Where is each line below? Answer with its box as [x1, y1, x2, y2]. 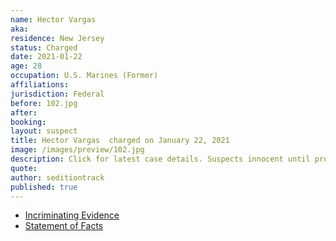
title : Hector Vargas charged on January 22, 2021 [10, 136, 230, 146]
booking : [10, 117, 47, 127]
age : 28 [10, 61, 43, 71]
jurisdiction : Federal [10, 89, 105, 99]
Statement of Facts [24, 220, 104, 232]
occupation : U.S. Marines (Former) [10, 71, 159, 81]
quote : [10, 163, 38, 173]
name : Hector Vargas [10, 14, 97, 25]
